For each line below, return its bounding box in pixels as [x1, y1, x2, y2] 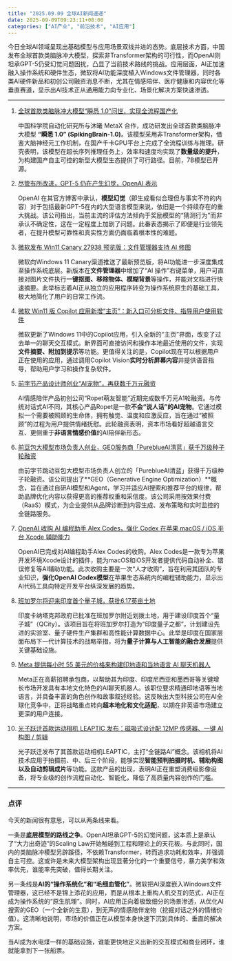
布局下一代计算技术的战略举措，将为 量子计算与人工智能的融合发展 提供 [23, 637, 223, 646]
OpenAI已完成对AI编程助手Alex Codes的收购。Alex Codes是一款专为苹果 [17, 548, 224, 556]
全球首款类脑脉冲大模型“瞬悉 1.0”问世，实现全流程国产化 [17, 107, 178, 115]
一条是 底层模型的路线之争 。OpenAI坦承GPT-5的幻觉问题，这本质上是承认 [8, 831, 216, 839]
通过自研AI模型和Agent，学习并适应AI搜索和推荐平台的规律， [41, 484, 215, 492]
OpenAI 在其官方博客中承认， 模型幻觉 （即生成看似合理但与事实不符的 [17, 194, 216, 202]
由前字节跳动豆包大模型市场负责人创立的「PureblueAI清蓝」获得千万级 [17, 466, 218, 475]
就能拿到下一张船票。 [8, 946, 68, 954]
